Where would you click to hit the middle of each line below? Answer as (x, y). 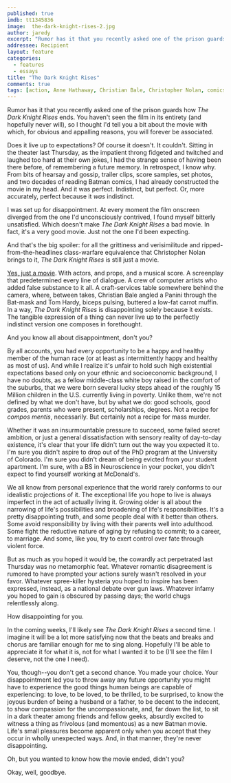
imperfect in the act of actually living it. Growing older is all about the (104, 502)
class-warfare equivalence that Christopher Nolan (135, 253)
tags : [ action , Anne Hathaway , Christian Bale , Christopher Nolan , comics (117, 90)
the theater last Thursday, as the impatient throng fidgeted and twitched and (115, 153)
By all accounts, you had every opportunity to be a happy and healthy (106, 351)
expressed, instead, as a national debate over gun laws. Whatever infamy (111, 589)
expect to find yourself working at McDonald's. (74, 474)
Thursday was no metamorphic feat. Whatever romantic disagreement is (110, 567)
